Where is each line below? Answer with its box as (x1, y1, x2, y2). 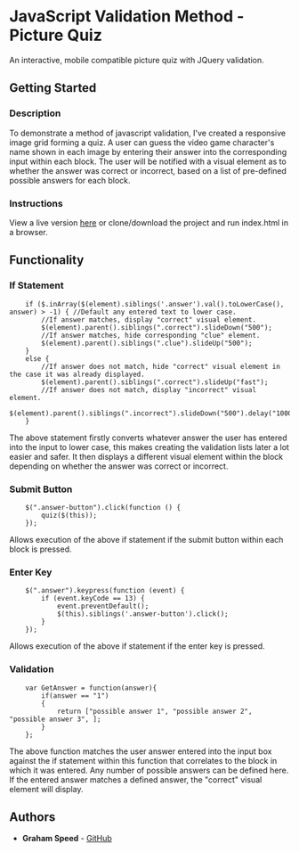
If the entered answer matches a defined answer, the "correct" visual (9, 774, 263, 785)
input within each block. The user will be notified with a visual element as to (9, 156, 287, 167)
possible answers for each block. (9, 175, 131, 185)
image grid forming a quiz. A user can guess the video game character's (9, 136, 275, 148)
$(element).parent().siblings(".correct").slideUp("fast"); (41, 377, 269, 387)
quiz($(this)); (41, 511, 98, 520)
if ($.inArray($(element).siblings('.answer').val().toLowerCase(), (25, 299, 285, 308)
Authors (9, 809, 56, 824)
